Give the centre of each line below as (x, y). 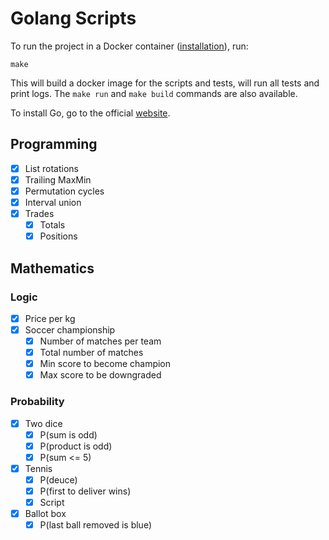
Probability (37, 402)
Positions (58, 236)
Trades (39, 213)
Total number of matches (91, 353)
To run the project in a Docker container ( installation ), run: (129, 46)
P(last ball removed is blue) (95, 525)
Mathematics (52, 268)
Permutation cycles (64, 191)
